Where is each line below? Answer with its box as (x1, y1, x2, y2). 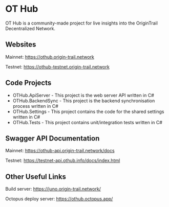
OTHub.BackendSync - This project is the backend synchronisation (12, 98, 155, 104)
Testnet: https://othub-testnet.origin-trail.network (5, 63, 110, 70)
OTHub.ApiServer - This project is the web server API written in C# (12, 92, 155, 98)
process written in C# (12, 103, 59, 109)
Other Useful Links (5, 172, 67, 181)
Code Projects (5, 79, 52, 87)
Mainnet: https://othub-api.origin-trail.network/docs (5, 148, 115, 154)
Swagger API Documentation (5, 134, 100, 143)
